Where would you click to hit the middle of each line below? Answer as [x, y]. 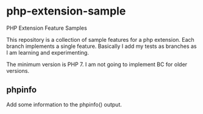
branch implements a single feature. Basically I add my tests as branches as [101, 46]
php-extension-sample [66, 11]
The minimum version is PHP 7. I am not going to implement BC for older [97, 64]
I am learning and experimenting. [48, 52]
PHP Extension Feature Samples [47, 28]
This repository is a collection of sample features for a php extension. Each [101, 39]
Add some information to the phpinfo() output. [64, 104]
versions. [18, 70]
